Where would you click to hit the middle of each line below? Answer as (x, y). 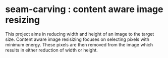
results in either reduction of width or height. (52, 50)
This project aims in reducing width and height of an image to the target (80, 34)
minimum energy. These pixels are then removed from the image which (79, 44)
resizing (23, 20)
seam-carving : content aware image (84, 9)
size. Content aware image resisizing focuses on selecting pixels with (77, 39)
